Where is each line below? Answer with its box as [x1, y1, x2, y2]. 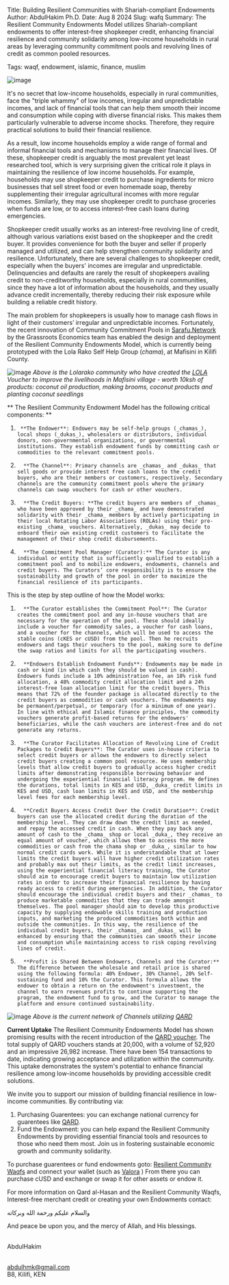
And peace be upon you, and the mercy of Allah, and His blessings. [7, 1222, 197, 1229]
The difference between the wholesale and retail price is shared [16, 964, 211, 971]
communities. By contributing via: [29, 1097, 124, 1105]
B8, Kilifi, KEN [7, 1271, 46, 1278]
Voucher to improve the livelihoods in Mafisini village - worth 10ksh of [7, 376, 204, 383]
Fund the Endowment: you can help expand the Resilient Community [16, 1125, 210, 1133]
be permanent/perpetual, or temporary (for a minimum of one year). [16, 702, 217, 709]
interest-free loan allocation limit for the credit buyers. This [16, 685, 211, 692]
